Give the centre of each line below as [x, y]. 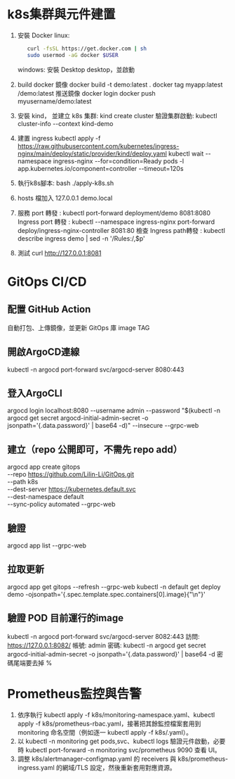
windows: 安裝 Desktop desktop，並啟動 [76, 69]
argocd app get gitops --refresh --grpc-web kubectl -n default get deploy [114, 587]
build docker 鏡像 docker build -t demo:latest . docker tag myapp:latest [120, 84]
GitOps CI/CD [47, 281]
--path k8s [23, 482]
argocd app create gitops [44, 467]
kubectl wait [186, 153]
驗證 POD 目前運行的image [66, 618]
